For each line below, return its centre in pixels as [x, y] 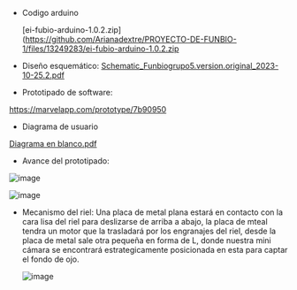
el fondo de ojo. [50, 259]
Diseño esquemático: [61, 66]
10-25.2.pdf [43, 75]
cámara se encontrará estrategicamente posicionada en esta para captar [155, 250]
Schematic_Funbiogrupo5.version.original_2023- [190, 66]
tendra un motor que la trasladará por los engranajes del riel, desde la [149, 231]
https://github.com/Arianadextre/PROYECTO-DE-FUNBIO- [131, 39]
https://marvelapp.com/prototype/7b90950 [88, 109]
